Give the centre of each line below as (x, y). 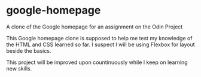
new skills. (19, 68)
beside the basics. (29, 50)
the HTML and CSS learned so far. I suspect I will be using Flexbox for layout (101, 44)
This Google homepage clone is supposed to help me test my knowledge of (99, 38)
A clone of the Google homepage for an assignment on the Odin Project (95, 27)
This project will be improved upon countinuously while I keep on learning (97, 62)
